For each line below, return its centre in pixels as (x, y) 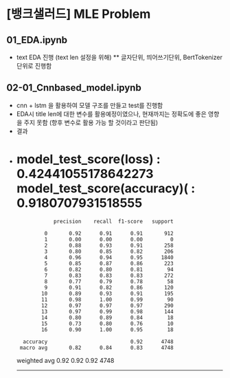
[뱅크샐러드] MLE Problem (79, 14)
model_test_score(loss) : (88, 159)
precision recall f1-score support (113, 221)
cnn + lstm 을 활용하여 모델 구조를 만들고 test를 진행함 (90, 105)
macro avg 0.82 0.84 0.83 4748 (96, 348)
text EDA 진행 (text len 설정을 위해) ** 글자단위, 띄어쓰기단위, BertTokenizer (119, 57)
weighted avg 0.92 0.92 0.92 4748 (65, 360)
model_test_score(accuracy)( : (106, 188)
